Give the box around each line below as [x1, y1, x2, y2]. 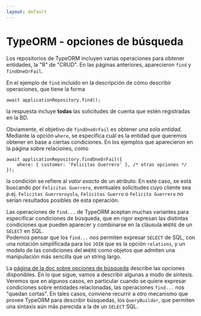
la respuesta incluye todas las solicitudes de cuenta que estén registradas [6, 108, 191, 115]
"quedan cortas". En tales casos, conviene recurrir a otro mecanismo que [6, 290, 188, 297]
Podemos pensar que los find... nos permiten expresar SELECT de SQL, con [6, 234, 196, 241]
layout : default [6, 8, 47, 15]
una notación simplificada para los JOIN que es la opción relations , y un [6, 240, 185, 247]
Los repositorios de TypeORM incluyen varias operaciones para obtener [6, 55, 185, 62]
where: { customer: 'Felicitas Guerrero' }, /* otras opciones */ [17, 162, 187, 168]
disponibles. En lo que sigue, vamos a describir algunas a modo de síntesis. [6, 271, 194, 278]
